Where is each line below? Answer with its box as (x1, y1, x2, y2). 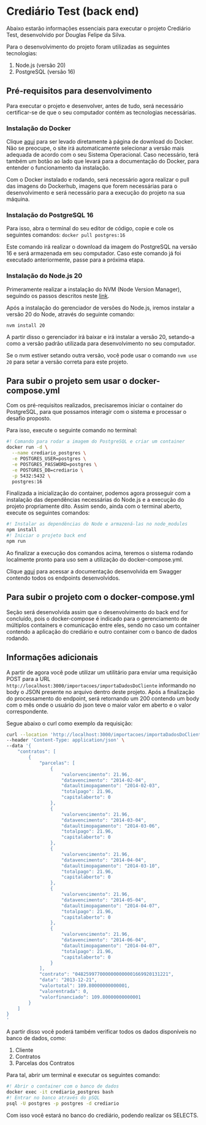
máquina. (6, 195, 30, 203)
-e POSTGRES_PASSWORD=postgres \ (12, 461, 97, 467)
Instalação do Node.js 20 (6, 271, 83, 280)
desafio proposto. (6, 415, 51, 422)
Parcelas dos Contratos (15, 1059, 75, 1067)
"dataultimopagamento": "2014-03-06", (61, 823, 161, 829)
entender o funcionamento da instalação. (6, 164, 110, 171)
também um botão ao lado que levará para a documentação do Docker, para (6, 158, 199, 165)
